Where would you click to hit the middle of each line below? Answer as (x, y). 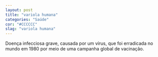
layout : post (19, 10)
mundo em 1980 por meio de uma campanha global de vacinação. (75, 49)
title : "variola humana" (32, 15)
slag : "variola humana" (31, 29)
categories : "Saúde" (27, 19)
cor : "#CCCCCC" (21, 24)
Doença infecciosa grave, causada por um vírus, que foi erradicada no (79, 43)
